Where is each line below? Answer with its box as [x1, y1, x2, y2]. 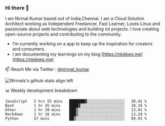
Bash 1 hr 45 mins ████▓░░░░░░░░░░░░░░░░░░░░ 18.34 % [5, 103, 147, 108]
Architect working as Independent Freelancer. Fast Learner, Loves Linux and [5, 21, 161, 27]
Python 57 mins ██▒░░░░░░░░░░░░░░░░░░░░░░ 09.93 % [5, 116, 147, 121]
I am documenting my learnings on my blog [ [12, 51, 104, 57]
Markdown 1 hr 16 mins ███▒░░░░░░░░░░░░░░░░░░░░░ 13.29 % [5, 112, 147, 117]
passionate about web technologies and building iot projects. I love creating [5, 26, 159, 32]
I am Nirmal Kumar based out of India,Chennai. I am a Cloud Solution [5, 16, 145, 22]
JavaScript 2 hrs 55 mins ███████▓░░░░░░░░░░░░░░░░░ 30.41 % [5, 99, 147, 104]
